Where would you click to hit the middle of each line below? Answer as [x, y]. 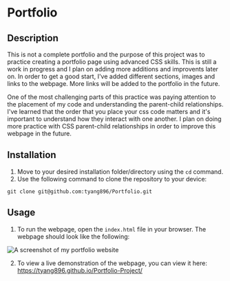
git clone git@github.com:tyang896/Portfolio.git [80, 191]
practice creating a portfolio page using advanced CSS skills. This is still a [112, 62]
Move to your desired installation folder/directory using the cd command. [120, 171]
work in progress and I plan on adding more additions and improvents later [113, 69]
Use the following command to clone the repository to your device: [112, 179]
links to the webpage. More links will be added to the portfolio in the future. [114, 83]
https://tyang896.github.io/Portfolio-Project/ [80, 270]
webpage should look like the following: [73, 236]
